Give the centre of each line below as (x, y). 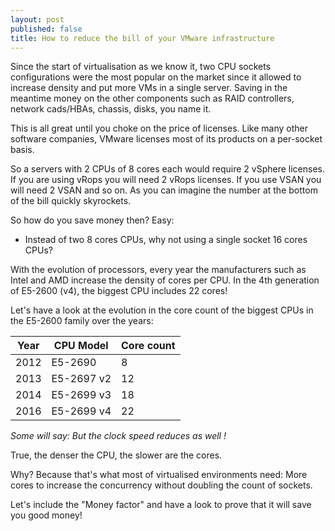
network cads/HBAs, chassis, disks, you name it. (111, 109)
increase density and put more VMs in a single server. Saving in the (149, 88)
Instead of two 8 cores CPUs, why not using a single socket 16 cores (166, 240)
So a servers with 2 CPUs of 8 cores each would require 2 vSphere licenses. (167, 169)
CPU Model (81, 346)
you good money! (46, 515)
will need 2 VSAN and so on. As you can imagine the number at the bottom (164, 190)
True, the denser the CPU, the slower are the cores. (116, 455)
